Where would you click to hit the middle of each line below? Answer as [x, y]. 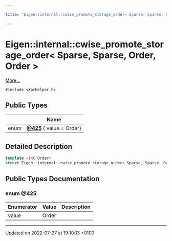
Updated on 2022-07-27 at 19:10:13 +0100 [50, 233]
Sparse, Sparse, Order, [106, 55]
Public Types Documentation [52, 179]
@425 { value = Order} [54, 128]
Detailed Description [39, 146]
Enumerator [23, 207]
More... [13, 80]
